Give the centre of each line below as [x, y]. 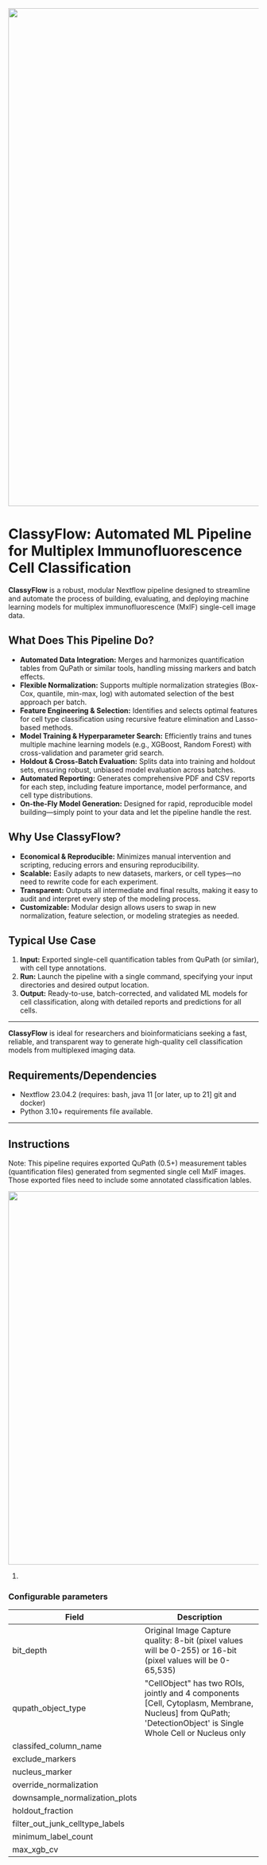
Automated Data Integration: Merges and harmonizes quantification [132, 660]
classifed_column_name [57, 1746]
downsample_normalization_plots [75, 1798]
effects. [32, 676]
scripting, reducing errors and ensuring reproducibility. [109, 864]
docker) [33, 1103]
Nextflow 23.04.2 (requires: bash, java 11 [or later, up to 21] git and [128, 1095]
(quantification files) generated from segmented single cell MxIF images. [127, 1172]
